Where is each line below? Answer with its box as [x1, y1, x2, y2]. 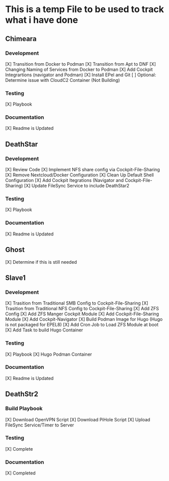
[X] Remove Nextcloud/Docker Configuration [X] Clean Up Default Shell [5, 172, 154, 178]
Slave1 [5, 273, 26, 282]
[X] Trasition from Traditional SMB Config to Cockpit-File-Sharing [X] [5, 300, 149, 306]
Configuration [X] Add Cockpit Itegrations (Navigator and [5, 177, 124, 183]
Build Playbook [5, 405, 43, 412]
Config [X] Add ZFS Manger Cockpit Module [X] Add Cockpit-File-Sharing [5, 311, 159, 317]
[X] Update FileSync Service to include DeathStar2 [24, 183, 130, 189]
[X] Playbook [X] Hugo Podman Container [5, 351, 92, 357]
